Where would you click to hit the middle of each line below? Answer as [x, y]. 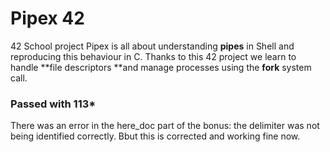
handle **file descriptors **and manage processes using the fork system [161, 67]
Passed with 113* [53, 104]
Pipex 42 [47, 18]
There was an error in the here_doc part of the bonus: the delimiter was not [165, 126]
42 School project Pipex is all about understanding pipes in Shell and [152, 46]
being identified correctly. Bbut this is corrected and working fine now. [155, 136]
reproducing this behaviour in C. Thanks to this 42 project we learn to [153, 56]
